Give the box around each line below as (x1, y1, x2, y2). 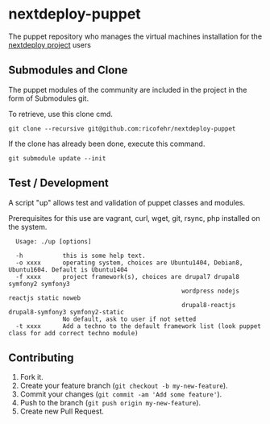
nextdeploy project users (8, 39, 91, 49)
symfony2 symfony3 (8, 280, 70, 288)
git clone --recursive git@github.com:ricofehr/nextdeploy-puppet (8, 124, 236, 133)
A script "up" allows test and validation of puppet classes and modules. (8, 197, 246, 207)
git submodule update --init (8, 154, 106, 162)
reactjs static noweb (8, 293, 81, 302)
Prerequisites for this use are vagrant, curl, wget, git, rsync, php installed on (8, 213, 260, 222)
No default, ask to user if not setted (62, 315, 197, 323)
